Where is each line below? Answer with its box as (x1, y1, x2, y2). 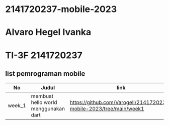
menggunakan (31, 105, 65, 112)
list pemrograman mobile (5, 69, 86, 78)
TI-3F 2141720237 (5, 49, 83, 61)
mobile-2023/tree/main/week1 (69, 105, 144, 112)
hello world (31, 99, 57, 106)
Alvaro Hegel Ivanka (5, 27, 92, 38)
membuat (31, 93, 54, 100)
